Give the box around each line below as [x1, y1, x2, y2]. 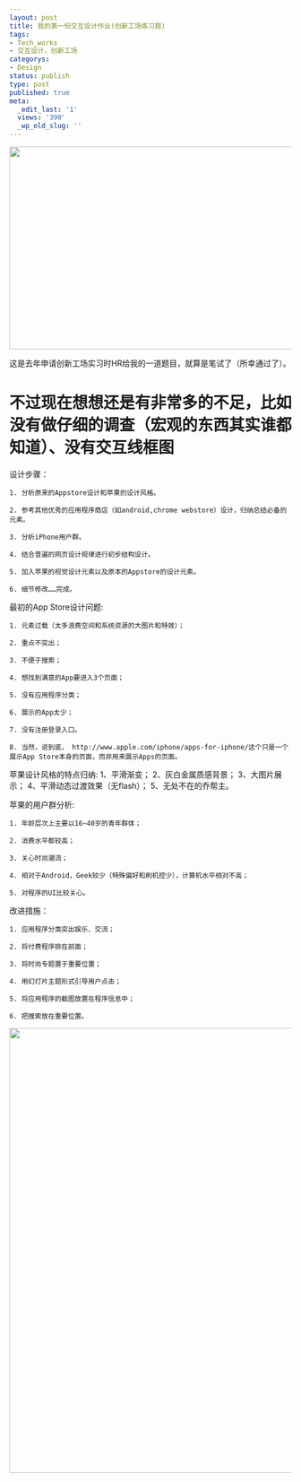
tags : [9, 30, 30, 39]
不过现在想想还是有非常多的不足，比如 [9, 393, 293, 413]
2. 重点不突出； [9, 638, 62, 647]
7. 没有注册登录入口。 [9, 725, 82, 734]
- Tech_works [9, 38, 58, 48]
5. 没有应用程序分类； [9, 690, 82, 699]
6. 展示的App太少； [9, 707, 74, 717]
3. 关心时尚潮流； [9, 854, 69, 862]
